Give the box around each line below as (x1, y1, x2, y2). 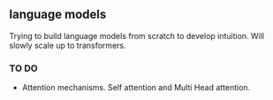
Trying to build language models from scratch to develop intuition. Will (9, 30, 265, 41)
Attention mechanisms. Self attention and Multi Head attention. (21, 82, 251, 93)
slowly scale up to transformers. (9, 40, 126, 50)
